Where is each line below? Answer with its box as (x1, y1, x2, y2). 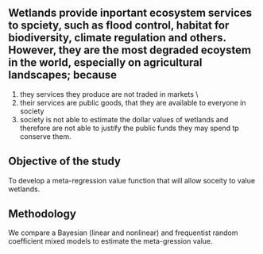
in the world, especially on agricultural (8, 56, 203, 70)
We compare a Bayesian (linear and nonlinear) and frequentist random (8, 228, 238, 237)
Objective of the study (8, 155, 122, 168)
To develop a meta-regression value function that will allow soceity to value (8, 175, 256, 185)
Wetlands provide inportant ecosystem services (8, 6, 253, 20)
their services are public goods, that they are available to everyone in (19, 98, 246, 107)
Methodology (8, 207, 77, 221)
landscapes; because (8, 68, 118, 82)
